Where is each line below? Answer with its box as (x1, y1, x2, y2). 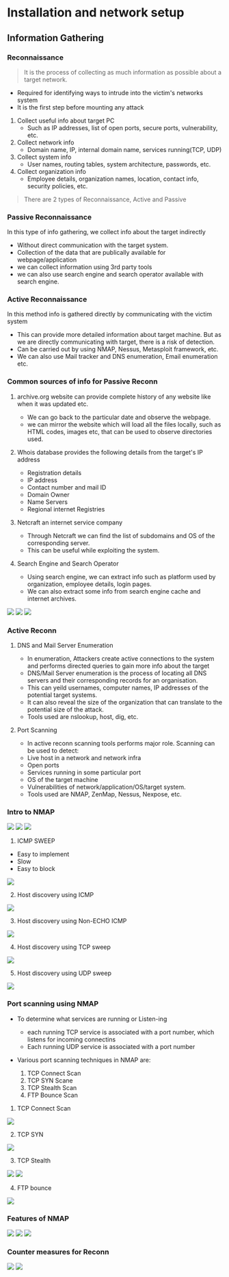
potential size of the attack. (27, 705, 105, 713)
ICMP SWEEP (16, 837, 55, 845)
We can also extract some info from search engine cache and (27, 587, 201, 595)
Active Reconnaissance (7, 294, 87, 304)
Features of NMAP (7, 1213, 70, 1223)
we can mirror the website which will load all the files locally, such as (27, 420, 221, 429)
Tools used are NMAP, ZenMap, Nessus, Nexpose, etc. (27, 790, 183, 798)
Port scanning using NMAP (7, 999, 99, 1009)
